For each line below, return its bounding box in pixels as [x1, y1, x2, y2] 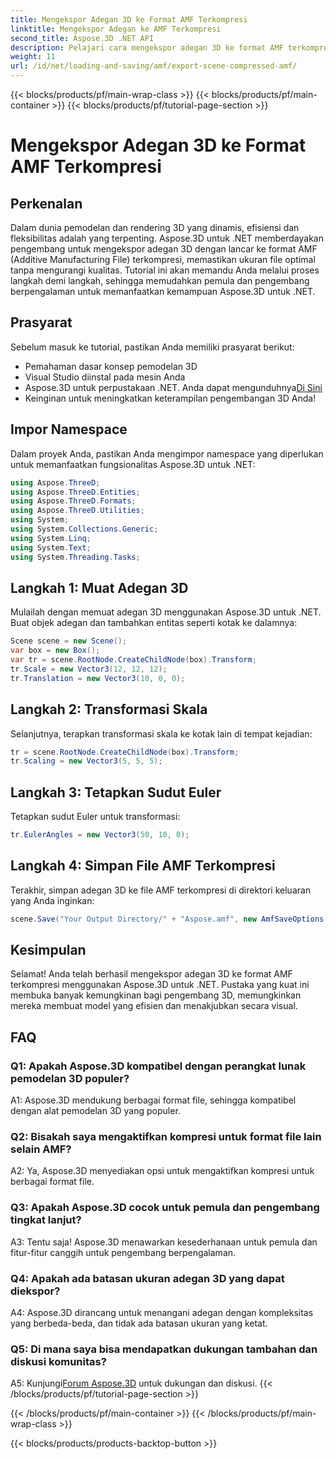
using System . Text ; [10, 542, 92, 553]
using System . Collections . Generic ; [10, 524, 159, 534]
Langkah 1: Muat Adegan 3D [10, 579, 189, 596]
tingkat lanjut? [10, 1213, 82, 1227]
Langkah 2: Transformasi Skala [10, 701, 208, 718]
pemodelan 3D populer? [10, 1071, 130, 1085]
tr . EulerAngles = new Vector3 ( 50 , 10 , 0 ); [10, 830, 190, 840]
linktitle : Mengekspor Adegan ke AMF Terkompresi [10, 24, 222, 34]
